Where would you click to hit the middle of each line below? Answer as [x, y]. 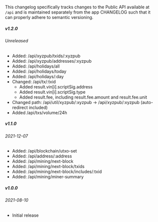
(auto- [147, 102]
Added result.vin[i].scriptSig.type [52, 92]
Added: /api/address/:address [42, 156]
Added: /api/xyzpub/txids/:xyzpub [46, 56]
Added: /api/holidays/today [39, 71]
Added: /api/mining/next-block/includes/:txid [57, 171]
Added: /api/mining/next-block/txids [48, 167]
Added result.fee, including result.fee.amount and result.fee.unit [83, 97]
